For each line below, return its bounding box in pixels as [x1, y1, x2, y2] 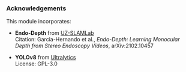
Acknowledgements [6, 4, 67, 13]
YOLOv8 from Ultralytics [14, 54, 76, 61]
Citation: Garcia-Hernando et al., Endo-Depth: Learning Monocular [14, 36, 180, 43]
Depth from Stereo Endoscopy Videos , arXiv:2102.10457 [14, 42, 154, 49]
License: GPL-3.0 [14, 60, 58, 67]
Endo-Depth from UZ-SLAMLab [14, 29, 94, 37]
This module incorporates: [6, 18, 71, 25]
